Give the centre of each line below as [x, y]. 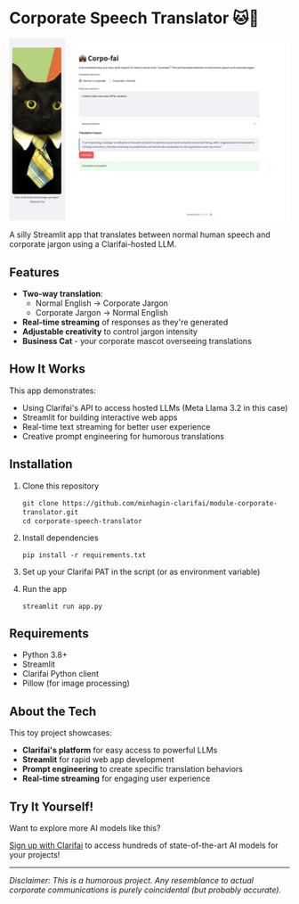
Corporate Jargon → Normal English [102, 313]
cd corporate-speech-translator [82, 521]
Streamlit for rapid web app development [98, 760]
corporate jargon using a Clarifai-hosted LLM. [93, 244]
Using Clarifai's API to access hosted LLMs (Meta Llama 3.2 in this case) [155, 407]
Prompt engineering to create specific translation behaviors [132, 769]
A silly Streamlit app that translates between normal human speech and [140, 234]
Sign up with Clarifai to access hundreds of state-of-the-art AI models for [144, 845]
